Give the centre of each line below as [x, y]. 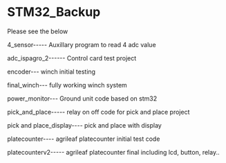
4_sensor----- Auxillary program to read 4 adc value [82, 44]
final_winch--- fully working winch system [67, 85]
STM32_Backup [54, 12]
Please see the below [38, 31]
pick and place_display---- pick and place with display [85, 125]
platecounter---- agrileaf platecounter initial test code [84, 139]
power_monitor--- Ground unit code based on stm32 [82, 98]
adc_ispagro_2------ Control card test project [72, 58]
